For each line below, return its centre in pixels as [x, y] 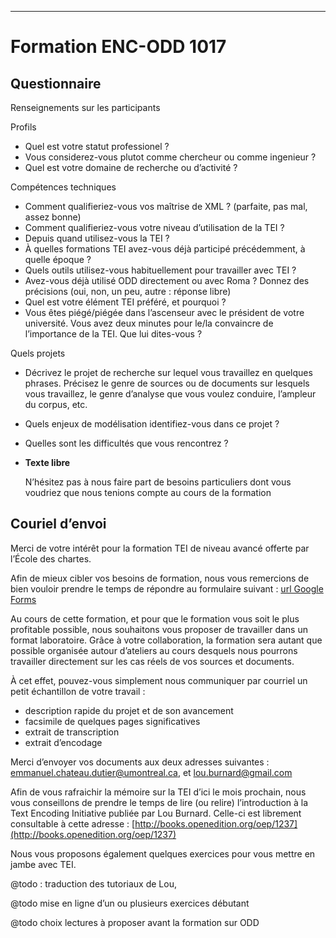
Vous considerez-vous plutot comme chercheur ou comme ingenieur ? [170, 157]
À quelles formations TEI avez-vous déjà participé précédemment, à [165, 249]
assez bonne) [53, 217]
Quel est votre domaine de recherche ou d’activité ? [131, 167]
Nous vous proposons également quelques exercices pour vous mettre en [163, 853]
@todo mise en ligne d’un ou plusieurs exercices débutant [130, 903]
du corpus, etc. [56, 404]
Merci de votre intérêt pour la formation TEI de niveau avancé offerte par [160, 548]
